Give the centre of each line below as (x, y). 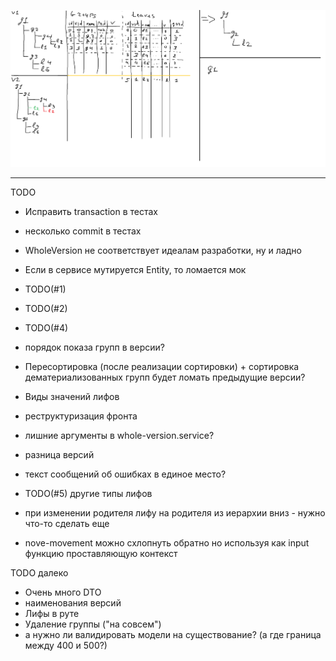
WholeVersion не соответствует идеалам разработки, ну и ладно (163, 250)
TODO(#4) (46, 327)
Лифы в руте (52, 613)
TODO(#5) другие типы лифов (88, 493)
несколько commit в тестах (83, 231)
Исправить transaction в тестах (91, 211)
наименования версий (73, 602)
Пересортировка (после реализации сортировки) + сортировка (162, 366)
